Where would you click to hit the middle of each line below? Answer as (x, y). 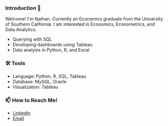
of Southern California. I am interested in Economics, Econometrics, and (80, 24)
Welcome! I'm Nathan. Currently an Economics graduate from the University (84, 19)
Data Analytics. (21, 30)
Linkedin (21, 113)
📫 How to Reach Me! (32, 100)
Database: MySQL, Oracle (39, 81)
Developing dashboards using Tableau (52, 45)
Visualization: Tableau (35, 87)
